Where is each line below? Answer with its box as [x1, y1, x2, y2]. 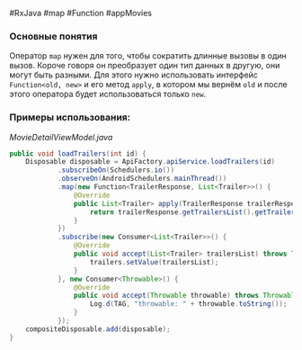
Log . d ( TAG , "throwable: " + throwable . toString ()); [89, 300, 288, 309]
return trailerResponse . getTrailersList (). [89, 207, 255, 217]
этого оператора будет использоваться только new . [9, 89, 207, 100]
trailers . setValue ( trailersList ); [89, 257, 219, 266]
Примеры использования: [9, 112, 131, 124]
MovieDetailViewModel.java [9, 131, 113, 142]
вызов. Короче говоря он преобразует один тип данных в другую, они [9, 60, 280, 71]
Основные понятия [9, 30, 98, 42]
